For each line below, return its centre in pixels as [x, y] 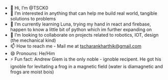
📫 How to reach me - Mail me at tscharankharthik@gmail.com [76, 46]
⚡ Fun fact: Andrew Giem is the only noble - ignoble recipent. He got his [86, 59]
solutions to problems [33, 19]
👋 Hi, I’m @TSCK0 [29, 8]
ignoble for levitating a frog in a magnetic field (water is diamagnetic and [87, 66]
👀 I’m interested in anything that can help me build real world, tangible [83, 13]
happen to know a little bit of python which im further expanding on [81, 30]
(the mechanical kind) [33, 40]
